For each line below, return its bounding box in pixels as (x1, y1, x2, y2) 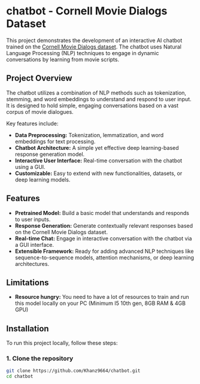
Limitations (6, 277, 49, 288)
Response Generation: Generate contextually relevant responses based (14, 222, 193, 229)
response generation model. (14, 150, 85, 158)
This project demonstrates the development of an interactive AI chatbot (6, 37, 183, 44)
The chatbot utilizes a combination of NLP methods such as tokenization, (6, 89, 187, 96)
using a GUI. (14, 163, 46, 170)
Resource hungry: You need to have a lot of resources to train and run (14, 294, 190, 301)
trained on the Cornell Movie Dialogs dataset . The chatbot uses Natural (6, 43, 181, 50)
